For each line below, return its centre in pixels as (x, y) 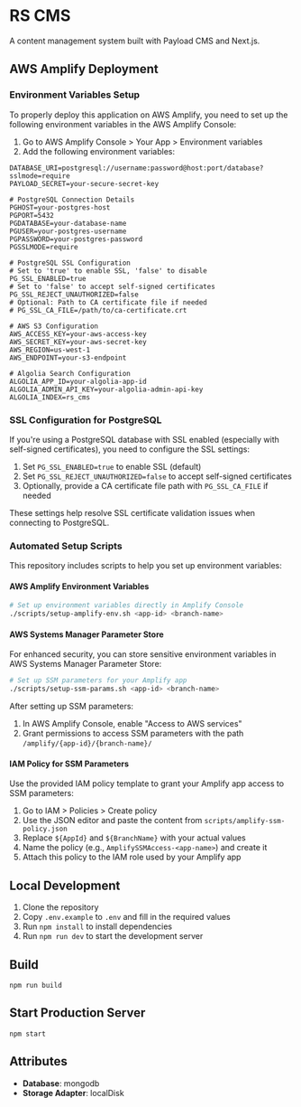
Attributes (38, 1061)
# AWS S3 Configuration (54, 326)
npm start (28, 1034)
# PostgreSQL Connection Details (72, 200)
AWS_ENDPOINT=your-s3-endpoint (68, 358)
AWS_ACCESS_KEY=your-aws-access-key (78, 334)
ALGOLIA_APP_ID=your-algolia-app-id (78, 381)
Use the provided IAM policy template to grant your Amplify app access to (147, 783)
